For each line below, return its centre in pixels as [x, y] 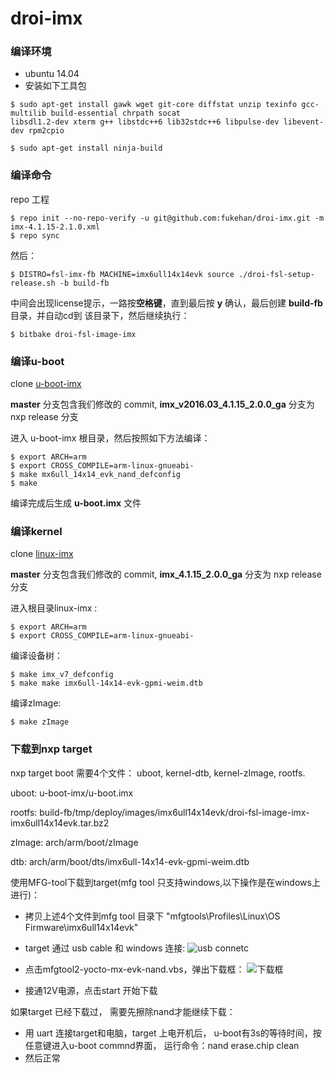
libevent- [304, 122]
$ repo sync [35, 235]
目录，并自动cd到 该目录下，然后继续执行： [100, 315]
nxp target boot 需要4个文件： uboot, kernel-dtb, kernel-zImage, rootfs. [158, 773]
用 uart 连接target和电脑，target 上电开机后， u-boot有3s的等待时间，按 [173, 1033]
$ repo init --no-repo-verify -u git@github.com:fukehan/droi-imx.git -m [167, 218]
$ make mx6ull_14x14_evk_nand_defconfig [96, 475]
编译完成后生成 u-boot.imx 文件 [76, 503]
